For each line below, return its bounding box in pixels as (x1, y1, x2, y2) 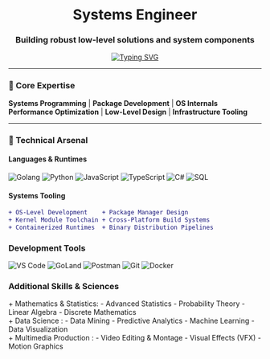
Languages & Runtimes (8, 154, 88, 164)
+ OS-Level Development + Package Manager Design (8, 209, 189, 217)
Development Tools (8, 243, 86, 254)
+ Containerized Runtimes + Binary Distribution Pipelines (8, 223, 215, 231)
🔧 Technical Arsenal (8, 134, 88, 145)
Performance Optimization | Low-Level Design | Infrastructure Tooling (8, 107, 247, 116)
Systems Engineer (72, 6, 198, 24)
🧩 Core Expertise (8, 80, 76, 92)
